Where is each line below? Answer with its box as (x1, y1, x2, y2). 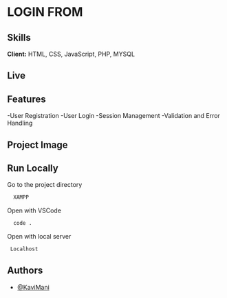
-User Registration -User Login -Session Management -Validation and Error (7, 112, 220, 120)
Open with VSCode (7, 206, 62, 215)
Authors (7, 265, 43, 277)
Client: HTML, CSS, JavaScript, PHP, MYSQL (7, 50, 136, 58)
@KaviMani (17, 283, 50, 291)
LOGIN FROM (7, 4, 83, 20)
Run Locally (7, 162, 58, 174)
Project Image (7, 139, 68, 150)
